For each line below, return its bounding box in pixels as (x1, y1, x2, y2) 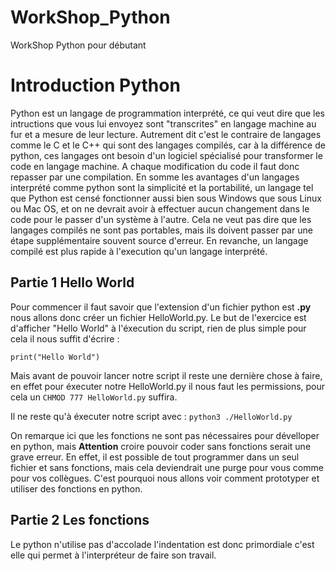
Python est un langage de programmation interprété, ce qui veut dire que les (10, 107, 325, 119)
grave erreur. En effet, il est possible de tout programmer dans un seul (10, 451, 300, 463)
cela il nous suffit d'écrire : (10, 332, 120, 345)
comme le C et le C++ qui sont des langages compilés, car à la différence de (10, 139, 326, 151)
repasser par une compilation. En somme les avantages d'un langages (10, 171, 300, 183)
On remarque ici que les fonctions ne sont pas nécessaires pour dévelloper (10, 429, 320, 441)
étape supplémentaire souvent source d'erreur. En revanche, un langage (10, 234, 309, 246)
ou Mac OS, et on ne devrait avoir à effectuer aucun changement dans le (10, 202, 310, 215)
